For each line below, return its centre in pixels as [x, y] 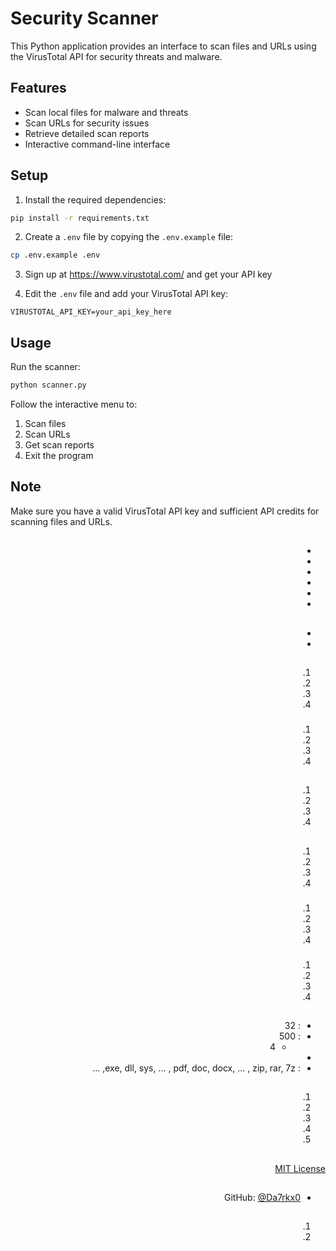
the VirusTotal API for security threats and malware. [116, 56]
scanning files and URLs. [61, 521]
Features [38, 88]
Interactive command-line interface [97, 144]
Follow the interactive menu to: [74, 404]
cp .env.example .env [55, 255]
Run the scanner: [45, 367]
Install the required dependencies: [95, 199]
